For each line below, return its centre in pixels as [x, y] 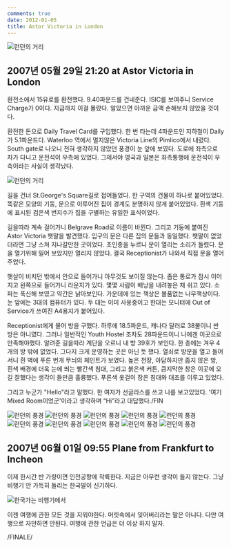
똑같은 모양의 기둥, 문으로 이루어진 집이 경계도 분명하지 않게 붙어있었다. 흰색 [109, 204]
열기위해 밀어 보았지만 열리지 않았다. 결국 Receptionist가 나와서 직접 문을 [113, 253]
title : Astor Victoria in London [55, 26]
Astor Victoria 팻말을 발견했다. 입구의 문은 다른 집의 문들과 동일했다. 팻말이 [108, 236]
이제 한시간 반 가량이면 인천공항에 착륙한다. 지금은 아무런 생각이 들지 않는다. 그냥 [115, 477]
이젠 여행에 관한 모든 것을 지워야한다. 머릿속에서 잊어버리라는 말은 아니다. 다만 [112, 515]
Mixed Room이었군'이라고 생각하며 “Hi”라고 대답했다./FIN [85, 401]
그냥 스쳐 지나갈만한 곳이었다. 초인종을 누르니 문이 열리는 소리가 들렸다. [121, 244]
